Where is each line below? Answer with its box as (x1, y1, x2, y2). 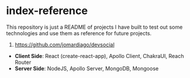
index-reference (6, 4, 88, 18)
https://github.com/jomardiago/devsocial (14, 41, 115, 48)
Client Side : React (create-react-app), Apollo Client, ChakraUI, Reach (14, 52, 185, 59)
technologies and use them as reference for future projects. (6, 29, 152, 36)
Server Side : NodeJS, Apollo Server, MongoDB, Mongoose (14, 65, 159, 72)
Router (14, 59, 31, 66)
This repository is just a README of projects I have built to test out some (6, 23, 183, 30)
